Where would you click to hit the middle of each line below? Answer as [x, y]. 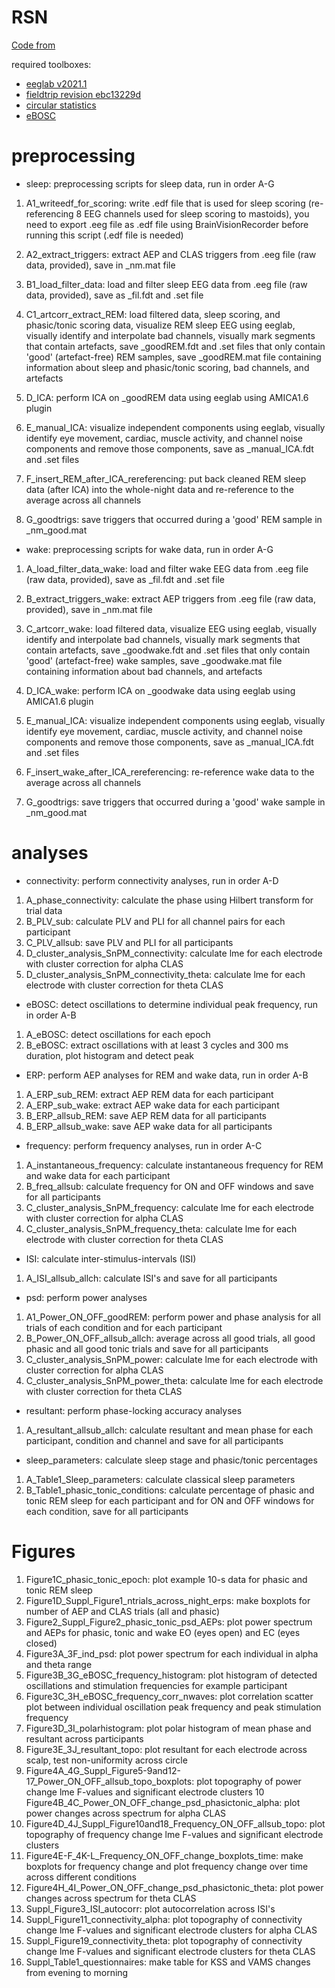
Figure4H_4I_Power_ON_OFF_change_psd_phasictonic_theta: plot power [174, 1887]
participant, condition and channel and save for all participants [154, 1440]
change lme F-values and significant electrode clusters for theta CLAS [170, 1951]
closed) [41, 1643]
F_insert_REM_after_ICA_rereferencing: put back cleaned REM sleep [166, 478]
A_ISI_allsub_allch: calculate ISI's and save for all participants [151, 1278]
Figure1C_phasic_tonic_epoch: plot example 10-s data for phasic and [166, 1579]
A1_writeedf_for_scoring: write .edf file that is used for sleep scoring [165, 203]
